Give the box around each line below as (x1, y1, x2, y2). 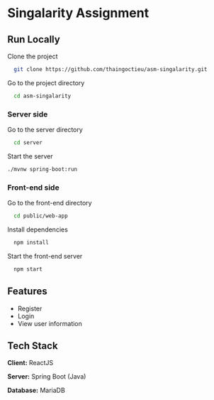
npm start (13, 265, 43, 273)
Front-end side (7, 183, 60, 193)
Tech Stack (7, 340, 58, 352)
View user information (17, 319, 83, 328)
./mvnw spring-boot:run (7, 166, 78, 173)
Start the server (7, 151, 53, 161)
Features (7, 286, 47, 298)
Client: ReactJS (7, 359, 54, 367)
